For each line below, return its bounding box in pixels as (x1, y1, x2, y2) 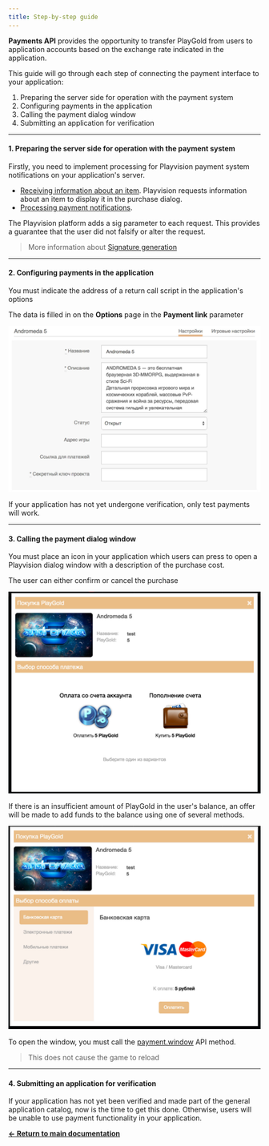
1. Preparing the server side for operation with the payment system (8, 144, 236, 154)
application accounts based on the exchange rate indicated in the (8, 44, 224, 54)
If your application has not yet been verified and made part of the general (8, 1096, 251, 1106)
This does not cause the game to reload (27, 1053, 160, 1063)
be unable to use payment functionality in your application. (8, 1113, 203, 1123)
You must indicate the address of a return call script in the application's (8, 286, 244, 296)
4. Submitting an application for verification (8, 1078, 157, 1088)
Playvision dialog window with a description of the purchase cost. (8, 561, 225, 570)
